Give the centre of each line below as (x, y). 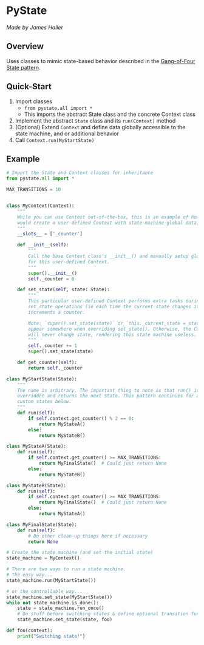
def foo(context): (29, 630)
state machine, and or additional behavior (67, 133)
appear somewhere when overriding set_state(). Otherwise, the (110, 329)
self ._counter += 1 (53, 346)
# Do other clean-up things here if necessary (88, 536)
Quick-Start (29, 86)
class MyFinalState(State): (42, 525)
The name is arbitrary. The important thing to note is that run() (104, 390)
